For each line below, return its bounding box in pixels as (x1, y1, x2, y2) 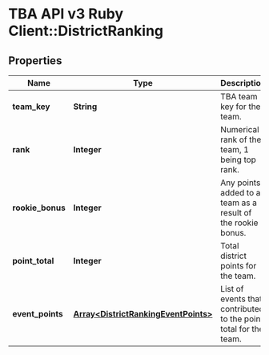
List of (219, 284, 244, 294)
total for (219, 324, 251, 334)
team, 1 (219, 144, 250, 155)
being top (219, 154, 256, 165)
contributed (219, 304, 264, 314)
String (73, 101, 98, 112)
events (219, 293, 246, 305)
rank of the (219, 134, 262, 145)
